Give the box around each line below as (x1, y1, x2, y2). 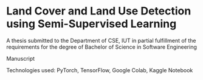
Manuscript (6, 55, 35, 62)
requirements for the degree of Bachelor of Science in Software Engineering (6, 43, 198, 51)
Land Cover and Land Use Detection (6, 4, 191, 18)
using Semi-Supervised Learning (6, 17, 177, 31)
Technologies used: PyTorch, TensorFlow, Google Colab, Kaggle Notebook (6, 66, 193, 73)
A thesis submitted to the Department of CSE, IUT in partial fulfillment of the (6, 37, 196, 44)
